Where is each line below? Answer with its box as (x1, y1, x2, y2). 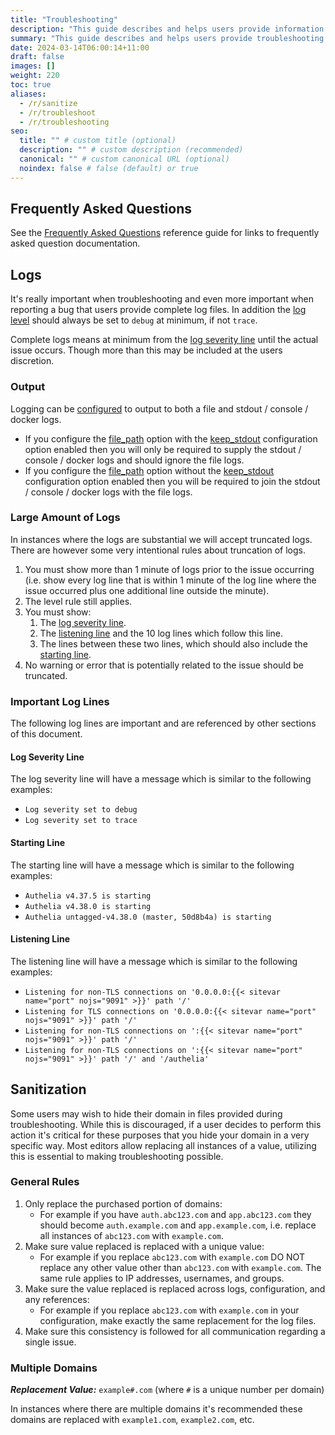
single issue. (24, 1336, 77, 1348)
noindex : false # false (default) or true (19, 163, 199, 173)
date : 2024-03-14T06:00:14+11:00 (10, 42, 150, 53)
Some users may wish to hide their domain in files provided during (10, 1107, 283, 1120)
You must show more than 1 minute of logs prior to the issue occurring (24, 563, 315, 575)
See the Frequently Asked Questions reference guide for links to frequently (10, 227, 320, 239)
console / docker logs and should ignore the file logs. (24, 454, 245, 466)
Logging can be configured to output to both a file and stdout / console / (10, 402, 309, 415)
